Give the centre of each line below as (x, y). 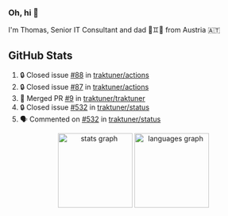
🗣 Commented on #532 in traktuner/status (90, 119)
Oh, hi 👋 (23, 13)
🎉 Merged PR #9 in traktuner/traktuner (82, 98)
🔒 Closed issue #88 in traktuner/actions (84, 75)
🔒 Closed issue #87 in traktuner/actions (84, 87)
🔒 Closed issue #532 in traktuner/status (84, 107)
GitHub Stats (41, 55)
